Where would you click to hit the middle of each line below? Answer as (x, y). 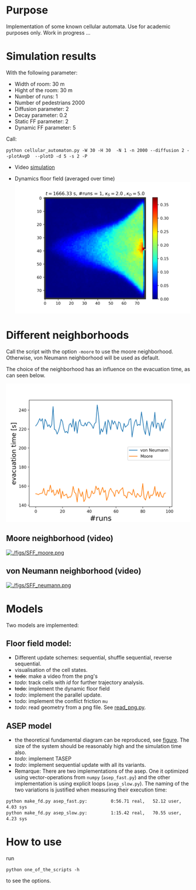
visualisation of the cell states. (51, 670)
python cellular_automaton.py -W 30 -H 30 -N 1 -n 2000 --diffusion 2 (95, 150)
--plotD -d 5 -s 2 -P (61, 156)
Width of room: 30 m (39, 84)
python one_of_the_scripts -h (43, 870)
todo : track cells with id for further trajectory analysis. (79, 682)
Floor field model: (39, 643)
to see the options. (29, 881)
